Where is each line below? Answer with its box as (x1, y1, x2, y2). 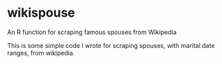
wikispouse (7, 5, 75, 21)
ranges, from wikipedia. (7, 49, 75, 57)
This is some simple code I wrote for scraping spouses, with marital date (7, 41, 215, 49)
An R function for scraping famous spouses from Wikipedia (7, 28, 177, 36)
